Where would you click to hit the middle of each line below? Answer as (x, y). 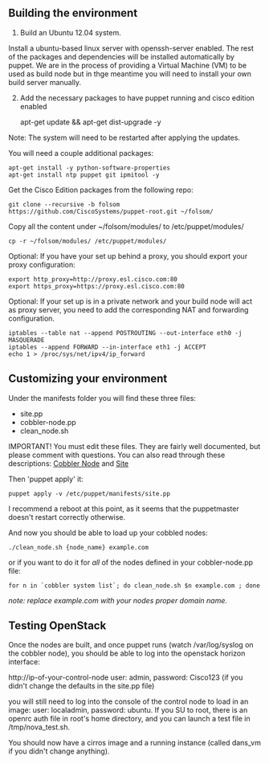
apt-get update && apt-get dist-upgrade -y (91, 122)
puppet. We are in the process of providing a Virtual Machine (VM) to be (128, 65)
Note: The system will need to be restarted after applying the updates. (124, 137)
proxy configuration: (42, 264)
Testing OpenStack (57, 626)
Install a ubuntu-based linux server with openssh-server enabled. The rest (131, 48)
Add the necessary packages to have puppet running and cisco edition (137, 98)
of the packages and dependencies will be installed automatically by (122, 56)
